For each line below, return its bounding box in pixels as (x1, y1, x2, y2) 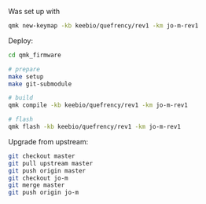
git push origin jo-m (8, 188, 79, 197)
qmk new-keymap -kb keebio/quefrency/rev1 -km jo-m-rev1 (8, 22, 199, 30)
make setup (8, 72, 44, 81)
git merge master (8, 181, 65, 189)
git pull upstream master (8, 159, 93, 167)
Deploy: (8, 35, 34, 46)
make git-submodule (8, 80, 72, 88)
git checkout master (8, 152, 76, 160)
